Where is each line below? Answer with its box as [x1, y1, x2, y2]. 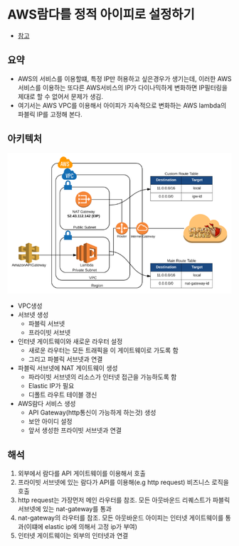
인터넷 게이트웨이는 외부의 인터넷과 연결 [17, 531, 129, 540]
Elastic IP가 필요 [28, 382, 75, 390]
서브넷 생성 [17, 311, 49, 319]
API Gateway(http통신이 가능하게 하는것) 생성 [28, 408, 156, 417]
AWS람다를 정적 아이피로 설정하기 [7, 6, 195, 23]
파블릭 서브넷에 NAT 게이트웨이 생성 [17, 364, 118, 373]
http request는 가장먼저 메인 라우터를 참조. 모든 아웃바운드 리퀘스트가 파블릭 [17, 496, 230, 505]
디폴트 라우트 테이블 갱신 [28, 390, 97, 399]
